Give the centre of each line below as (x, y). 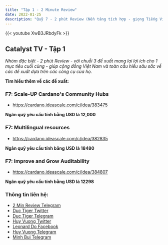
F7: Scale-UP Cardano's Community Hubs (57, 94)
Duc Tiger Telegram (33, 216)
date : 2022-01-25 (23, 14)
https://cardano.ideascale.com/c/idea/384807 (60, 172)
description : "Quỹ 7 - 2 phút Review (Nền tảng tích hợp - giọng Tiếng (81, 19)
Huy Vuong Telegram (34, 232)
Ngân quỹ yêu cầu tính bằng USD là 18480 (50, 148)
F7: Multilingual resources (37, 128)
